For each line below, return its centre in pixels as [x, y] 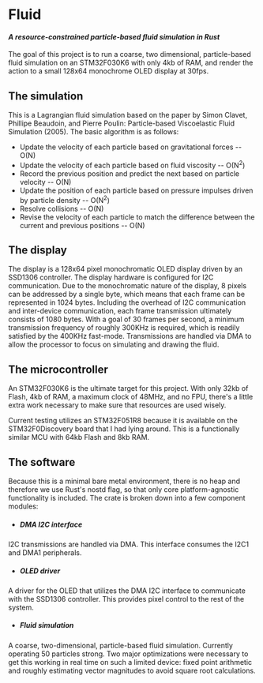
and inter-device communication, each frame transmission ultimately [120, 311]
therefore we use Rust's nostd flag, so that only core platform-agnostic [124, 489]
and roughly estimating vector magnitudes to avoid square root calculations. [132, 670]
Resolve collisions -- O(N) [62, 208]
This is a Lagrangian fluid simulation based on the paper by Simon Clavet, [128, 115]
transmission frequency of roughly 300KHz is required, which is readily [124, 328]
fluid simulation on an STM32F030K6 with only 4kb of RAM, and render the [131, 63]
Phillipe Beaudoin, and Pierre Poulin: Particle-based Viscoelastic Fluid [122, 123]
